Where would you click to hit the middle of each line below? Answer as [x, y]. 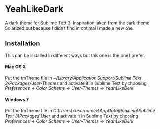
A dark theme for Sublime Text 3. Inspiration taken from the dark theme [77, 23]
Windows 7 [17, 99]
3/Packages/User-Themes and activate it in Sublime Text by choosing [76, 83]
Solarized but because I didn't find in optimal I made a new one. [70, 28]
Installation [23, 44]
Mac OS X [16, 67]
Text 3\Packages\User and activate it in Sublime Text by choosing [72, 116]
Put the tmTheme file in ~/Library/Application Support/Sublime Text [73, 78]
